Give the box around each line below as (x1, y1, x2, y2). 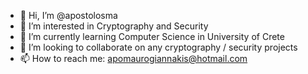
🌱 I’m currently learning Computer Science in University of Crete (19, 31, 285, 42)
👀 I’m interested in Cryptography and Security (19, 20, 209, 32)
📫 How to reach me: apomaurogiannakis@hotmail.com (19, 53, 248, 64)
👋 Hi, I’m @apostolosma (19, 10, 118, 21)
